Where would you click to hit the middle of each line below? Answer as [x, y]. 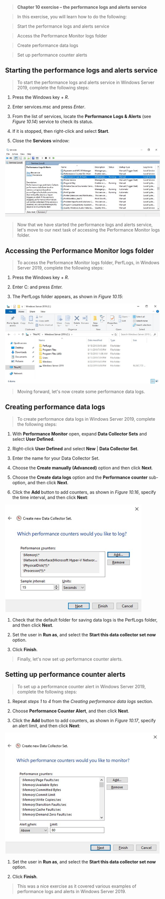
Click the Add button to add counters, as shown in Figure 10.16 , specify [84, 492]
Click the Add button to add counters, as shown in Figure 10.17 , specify [84, 720]
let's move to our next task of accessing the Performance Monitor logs [88, 230]
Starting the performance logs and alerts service [82, 70]
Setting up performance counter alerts [65, 675]
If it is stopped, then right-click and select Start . [61, 131]
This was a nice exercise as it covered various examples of [77, 886]
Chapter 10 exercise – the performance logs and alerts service [82, 7]
